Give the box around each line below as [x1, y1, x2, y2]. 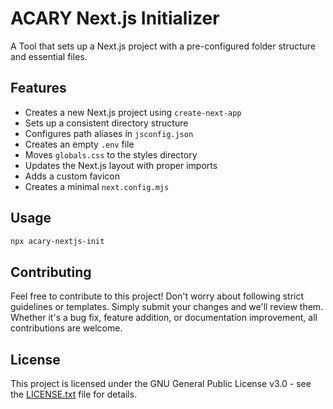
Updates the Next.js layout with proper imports [24, 159, 218, 171]
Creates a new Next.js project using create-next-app [24, 106, 242, 118]
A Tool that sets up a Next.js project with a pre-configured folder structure [10, 40, 317, 52]
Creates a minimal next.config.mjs [24, 180, 170, 192]
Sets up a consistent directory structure [24, 117, 189, 129]
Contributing [10, 263, 92, 281]
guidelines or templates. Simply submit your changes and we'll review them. [10, 301, 324, 313]
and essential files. [10, 50, 88, 62]
